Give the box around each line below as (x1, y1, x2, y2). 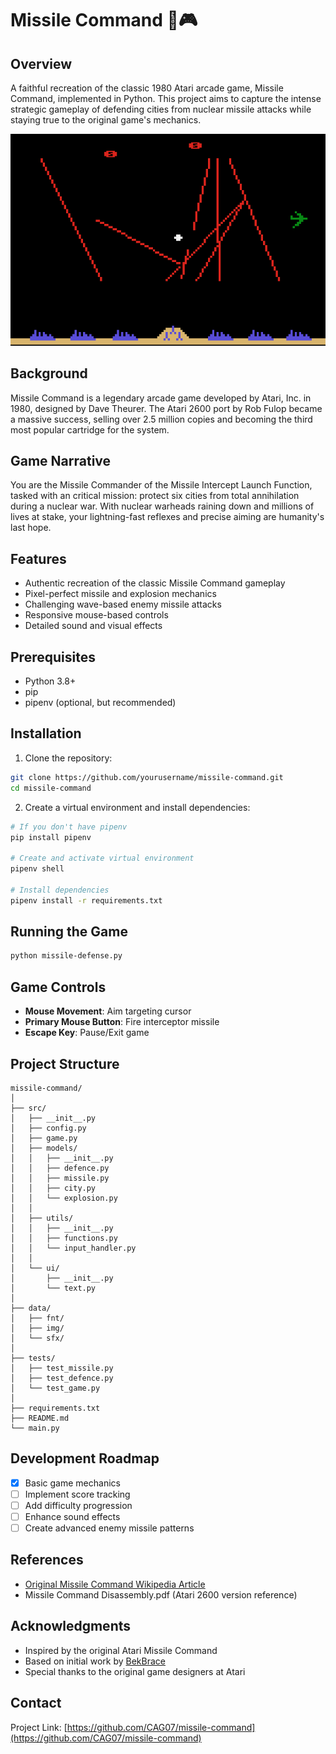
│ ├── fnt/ (10, 1313, 65, 1323)
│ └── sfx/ (10, 1333, 65, 1343)
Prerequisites (10, 648, 96, 666)
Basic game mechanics (24, 1477, 121, 1489)
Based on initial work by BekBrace (24, 1655, 166, 1667)
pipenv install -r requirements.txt (10, 895, 163, 906)
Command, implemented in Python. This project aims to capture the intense (10, 93, 322, 104)
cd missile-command (10, 783, 92, 793)
